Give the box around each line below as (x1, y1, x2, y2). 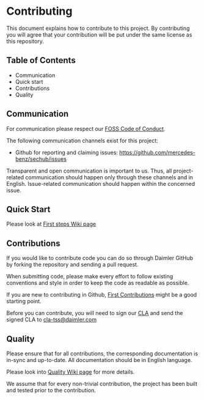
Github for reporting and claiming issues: (15, 149, 118, 156)
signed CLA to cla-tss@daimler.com (6, 316, 97, 324)
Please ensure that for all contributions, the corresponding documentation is (6, 350, 199, 357)
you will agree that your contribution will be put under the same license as (6, 31, 192, 38)
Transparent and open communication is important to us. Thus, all (6, 167, 172, 174)
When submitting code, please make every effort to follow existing (6, 273, 173, 280)
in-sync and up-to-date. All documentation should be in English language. (6, 357, 192, 363)
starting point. (6, 298, 42, 305)
